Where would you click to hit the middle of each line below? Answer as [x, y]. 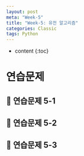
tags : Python [22, 34]
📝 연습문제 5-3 [32, 145]
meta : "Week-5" [25, 17]
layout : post [22, 12]
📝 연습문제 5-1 [31, 101]
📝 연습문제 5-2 [32, 123]
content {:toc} [32, 51]
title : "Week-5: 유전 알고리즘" [42, 23]
